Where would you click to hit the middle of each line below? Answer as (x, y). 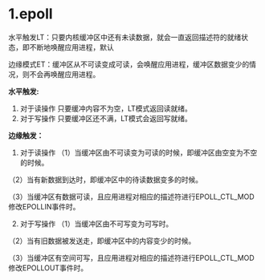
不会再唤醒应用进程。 (65, 74)
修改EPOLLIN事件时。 (44, 206)
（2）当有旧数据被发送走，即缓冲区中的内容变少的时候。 (102, 241)
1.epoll (31, 14)
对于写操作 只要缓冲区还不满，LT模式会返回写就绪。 (106, 118)
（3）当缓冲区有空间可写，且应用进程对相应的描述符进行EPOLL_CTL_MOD (131, 258)
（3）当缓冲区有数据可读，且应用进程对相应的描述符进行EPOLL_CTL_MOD (131, 197)
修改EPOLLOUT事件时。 (48, 268)
